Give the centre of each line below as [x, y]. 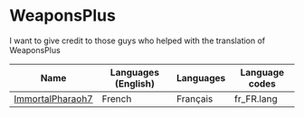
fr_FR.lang [256, 98]
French [117, 98]
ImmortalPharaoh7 [53, 98]
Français [195, 98]
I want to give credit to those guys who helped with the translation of [138, 40]
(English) [135, 84]
